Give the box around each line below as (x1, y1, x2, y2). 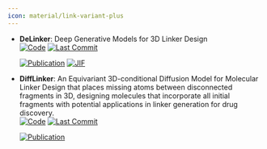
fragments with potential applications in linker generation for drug (19, 99, 238, 109)
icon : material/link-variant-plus (7, 11, 125, 20)
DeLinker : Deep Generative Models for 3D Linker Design (19, 34, 208, 43)
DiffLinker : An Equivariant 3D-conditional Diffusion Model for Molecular (19, 73, 259, 83)
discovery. (19, 108, 54, 118)
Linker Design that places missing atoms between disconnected (19, 82, 233, 92)
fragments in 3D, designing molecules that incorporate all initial (19, 90, 231, 101)
